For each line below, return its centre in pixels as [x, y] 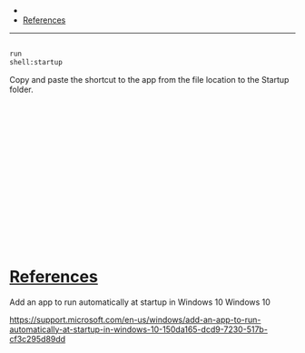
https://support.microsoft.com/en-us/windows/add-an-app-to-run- [135, 319]
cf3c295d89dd [38, 338]
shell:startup [36, 63]
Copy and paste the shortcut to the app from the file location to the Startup [149, 80]
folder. [21, 90]
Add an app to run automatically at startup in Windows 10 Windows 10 [140, 302]
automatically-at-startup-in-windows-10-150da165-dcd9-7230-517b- [138, 329]
